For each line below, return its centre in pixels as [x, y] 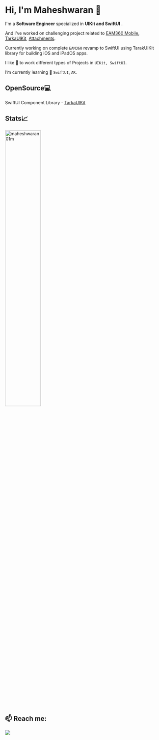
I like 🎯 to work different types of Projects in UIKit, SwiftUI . [66, 62]
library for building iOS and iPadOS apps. [47, 53]
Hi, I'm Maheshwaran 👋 [53, 10]
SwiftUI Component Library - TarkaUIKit [45, 102]
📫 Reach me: [26, 719]
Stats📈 [17, 119]
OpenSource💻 [28, 88]
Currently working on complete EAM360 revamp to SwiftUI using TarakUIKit [79, 48]
